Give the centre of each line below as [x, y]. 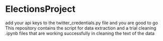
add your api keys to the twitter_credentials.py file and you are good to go [82, 23]
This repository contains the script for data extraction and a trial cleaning [81, 28]
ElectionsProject [40, 9]
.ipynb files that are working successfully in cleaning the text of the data [80, 33]
